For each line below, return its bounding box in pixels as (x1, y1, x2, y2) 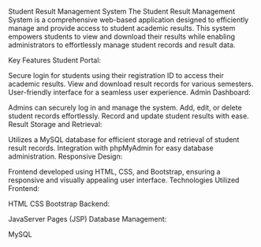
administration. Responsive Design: (8, 152, 123, 161)
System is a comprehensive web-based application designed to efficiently (8, 15, 249, 24)
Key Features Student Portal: (8, 55, 101, 65)
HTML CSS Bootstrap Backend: (8, 199, 110, 208)
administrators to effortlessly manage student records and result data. (8, 40, 236, 50)
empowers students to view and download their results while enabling (8, 32, 235, 41)
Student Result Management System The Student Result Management (8, 7, 235, 16)
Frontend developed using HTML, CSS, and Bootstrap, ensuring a (8, 167, 221, 176)
